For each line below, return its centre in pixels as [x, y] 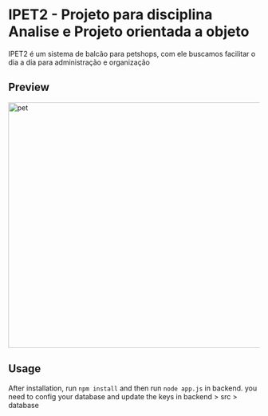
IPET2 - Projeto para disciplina [110, 15]
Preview [29, 87]
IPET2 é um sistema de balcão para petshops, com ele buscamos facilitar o [132, 53]
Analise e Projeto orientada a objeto [129, 32]
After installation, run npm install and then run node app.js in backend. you [133, 388]
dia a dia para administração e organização [79, 62]
